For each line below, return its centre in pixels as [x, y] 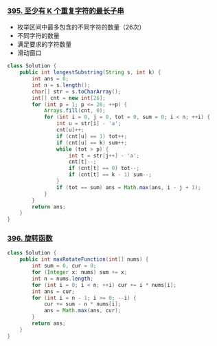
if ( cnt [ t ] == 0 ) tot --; [104, 169]
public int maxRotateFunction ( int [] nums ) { [84, 259]
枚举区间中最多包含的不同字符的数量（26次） [81, 27]
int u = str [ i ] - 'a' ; [89, 124]
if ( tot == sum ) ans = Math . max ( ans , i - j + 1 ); [128, 187]
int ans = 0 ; [50, 79]
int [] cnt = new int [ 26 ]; [69, 98]
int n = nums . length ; [63, 279]
